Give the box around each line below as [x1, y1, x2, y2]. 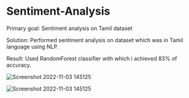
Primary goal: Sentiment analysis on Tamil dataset [6, 24, 133, 32]
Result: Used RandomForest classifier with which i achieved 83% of [6, 55, 177, 62]
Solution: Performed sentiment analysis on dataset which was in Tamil [6, 36, 183, 43]
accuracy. [6, 61, 32, 69]
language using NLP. [6, 43, 59, 50]
